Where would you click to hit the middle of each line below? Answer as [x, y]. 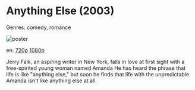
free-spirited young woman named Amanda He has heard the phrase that [96, 68]
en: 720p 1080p [25, 50]
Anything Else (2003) [60, 11]
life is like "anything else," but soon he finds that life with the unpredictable [97, 74]
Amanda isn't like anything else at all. [51, 81]
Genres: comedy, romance [39, 27]
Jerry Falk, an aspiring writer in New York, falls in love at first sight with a [95, 62]
